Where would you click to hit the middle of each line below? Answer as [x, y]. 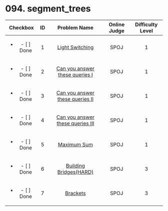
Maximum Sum [75, 144]
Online [117, 24]
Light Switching [75, 47]
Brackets [75, 193]
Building [75, 166]
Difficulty [146, 24]
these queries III [75, 123]
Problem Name [75, 27]
